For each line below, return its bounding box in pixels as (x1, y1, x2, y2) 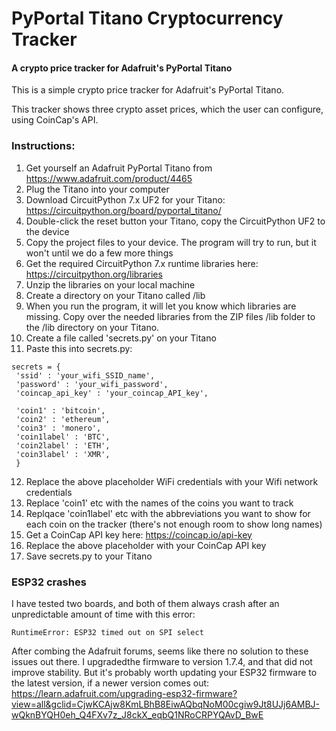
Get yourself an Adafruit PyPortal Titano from (25, 162, 213, 174)
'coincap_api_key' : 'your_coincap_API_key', (15, 388, 209, 398)
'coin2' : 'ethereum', (15, 414, 111, 424)
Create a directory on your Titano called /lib (25, 289, 206, 301)
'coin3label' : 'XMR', (15, 449, 111, 459)
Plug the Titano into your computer (25, 183, 170, 195)
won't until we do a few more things (25, 247, 174, 259)
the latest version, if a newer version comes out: (11, 677, 210, 689)
